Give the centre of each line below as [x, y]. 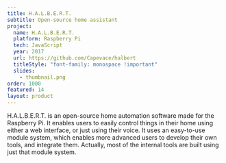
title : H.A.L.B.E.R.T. [39, 13]
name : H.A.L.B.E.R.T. [44, 33]
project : [20, 26]
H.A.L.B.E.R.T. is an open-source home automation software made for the [111, 116]
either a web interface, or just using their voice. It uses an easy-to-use [106, 130]
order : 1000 [24, 84]
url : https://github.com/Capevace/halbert [75, 58]
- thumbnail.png [43, 77]
